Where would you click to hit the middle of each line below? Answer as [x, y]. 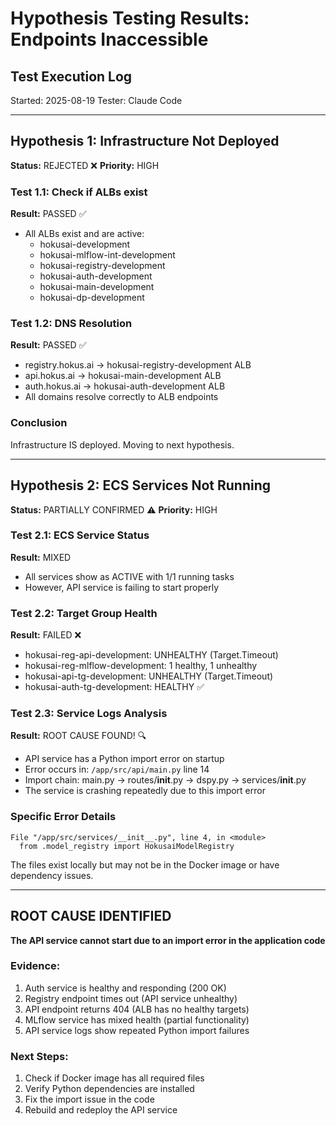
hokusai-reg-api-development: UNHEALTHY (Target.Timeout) [151, 655]
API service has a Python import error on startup [124, 759]
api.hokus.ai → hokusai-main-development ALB [123, 376]
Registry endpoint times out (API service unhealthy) [131, 998]
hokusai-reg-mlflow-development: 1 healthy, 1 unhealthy [141, 666]
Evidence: [35, 966]
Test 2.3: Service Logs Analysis [89, 714]
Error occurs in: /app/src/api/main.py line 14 [117, 769]
